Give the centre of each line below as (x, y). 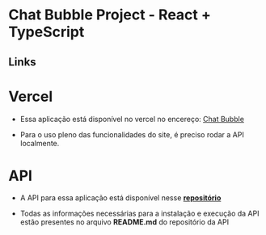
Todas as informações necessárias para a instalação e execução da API (139, 214)
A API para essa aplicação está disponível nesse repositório (120, 198)
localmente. (40, 143)
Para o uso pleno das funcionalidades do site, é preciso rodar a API (132, 134)
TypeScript (46, 32)
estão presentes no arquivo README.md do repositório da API (124, 222)
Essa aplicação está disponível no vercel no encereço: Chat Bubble (132, 119)
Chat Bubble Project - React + (110, 15)
